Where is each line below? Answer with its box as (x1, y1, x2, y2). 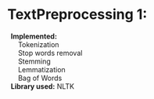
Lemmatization (17, 64, 66, 74)
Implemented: (10, 31, 58, 41)
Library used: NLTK (10, 81, 75, 91)
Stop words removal (17, 48, 83, 57)
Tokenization (17, 39, 59, 49)
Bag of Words (17, 73, 63, 82)
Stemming (17, 57, 52, 66)
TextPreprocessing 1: (7, 5, 148, 24)
